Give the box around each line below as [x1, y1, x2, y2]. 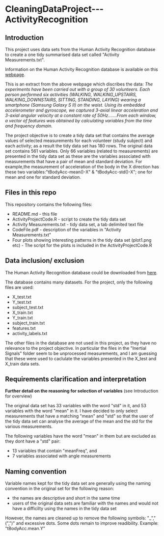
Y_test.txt [12, 299, 32, 305]
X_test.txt [12, 294, 32, 300]
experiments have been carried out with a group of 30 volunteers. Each [5, 86, 150, 92]
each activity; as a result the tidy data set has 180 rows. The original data [5, 143, 153, 148]
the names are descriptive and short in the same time [12, 495, 120, 501]
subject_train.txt [12, 320, 45, 326]
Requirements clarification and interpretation [5, 375, 146, 384]
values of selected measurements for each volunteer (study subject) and [5, 138, 152, 143]
